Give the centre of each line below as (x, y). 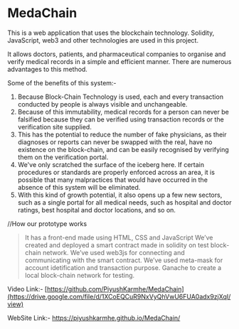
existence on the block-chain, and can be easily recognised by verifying (123, 149)
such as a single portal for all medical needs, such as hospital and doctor (124, 202)
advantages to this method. (47, 69)
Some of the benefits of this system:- (62, 82)
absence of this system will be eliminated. (79, 187)
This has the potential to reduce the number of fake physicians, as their (122, 134)
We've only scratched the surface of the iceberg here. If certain (111, 164)
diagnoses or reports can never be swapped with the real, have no (115, 142)
